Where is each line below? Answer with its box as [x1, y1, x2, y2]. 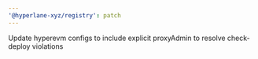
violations [31, 41, 64, 51]
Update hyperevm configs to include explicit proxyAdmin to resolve [8, 33, 226, 42]
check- [227, 33, 250, 42]
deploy [8, 41, 31, 51]
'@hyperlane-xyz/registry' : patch [8, 11, 122, 20]
